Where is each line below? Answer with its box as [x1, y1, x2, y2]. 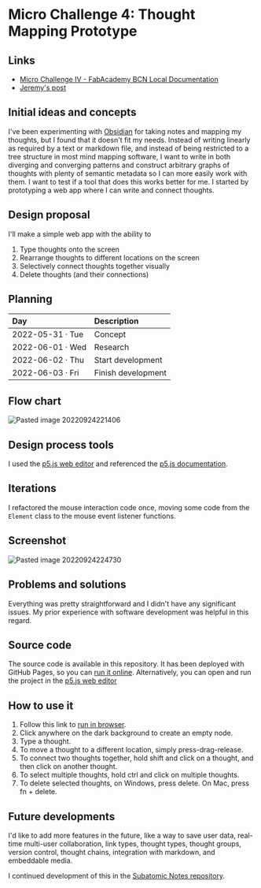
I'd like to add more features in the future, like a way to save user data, [8, 830, 236, 840]
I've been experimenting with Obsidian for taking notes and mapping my [8, 126, 242, 136]
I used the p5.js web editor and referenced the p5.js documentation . [8, 459, 228, 468]
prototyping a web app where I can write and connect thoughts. [8, 185, 215, 195]
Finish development [94, 368, 167, 379]
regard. [8, 615, 32, 625]
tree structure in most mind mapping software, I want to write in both [8, 151, 231, 161]
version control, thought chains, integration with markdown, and [8, 847, 215, 856]
